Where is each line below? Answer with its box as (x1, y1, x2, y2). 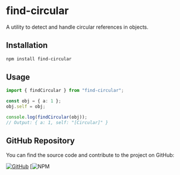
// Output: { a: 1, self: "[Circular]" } (6, 119, 109, 125)
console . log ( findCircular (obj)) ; (6, 114, 88, 121)
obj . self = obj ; (6, 104, 46, 109)
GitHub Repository (6, 136, 75, 146)
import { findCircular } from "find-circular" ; (6, 88, 124, 94)
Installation (6, 40, 48, 50)
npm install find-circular (6, 56, 72, 62)
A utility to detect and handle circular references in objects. (6, 23, 149, 30)
